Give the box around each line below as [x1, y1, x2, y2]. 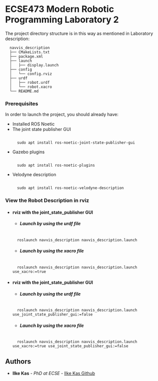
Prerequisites [5, 100, 38, 107]
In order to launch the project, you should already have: [5, 112, 119, 118]
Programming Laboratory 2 [5, 14, 119, 25]
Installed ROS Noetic [12, 121, 55, 127]
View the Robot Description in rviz [5, 197, 89, 204]
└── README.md [9, 88, 39, 94]
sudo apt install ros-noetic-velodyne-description [17, 186, 124, 190]
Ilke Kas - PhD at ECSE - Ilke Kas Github [12, 371, 95, 377]
